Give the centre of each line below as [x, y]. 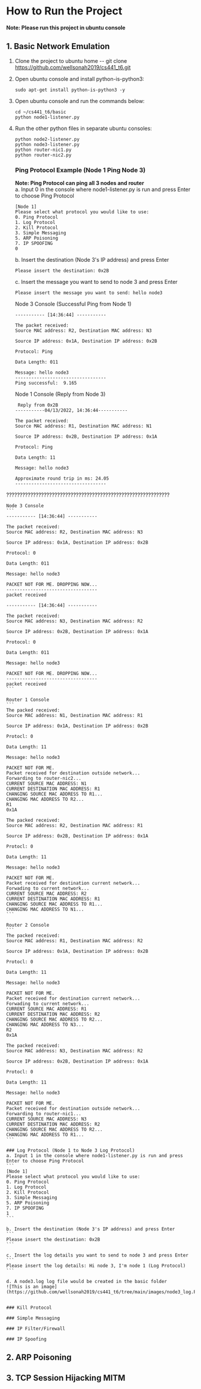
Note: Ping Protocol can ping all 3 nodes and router [80, 183]
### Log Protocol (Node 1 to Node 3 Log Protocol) [71, 1151]
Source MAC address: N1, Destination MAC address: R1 [75, 716]
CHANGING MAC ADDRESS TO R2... [45, 800]
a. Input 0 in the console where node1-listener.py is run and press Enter [103, 189]
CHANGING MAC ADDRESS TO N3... [45, 1025]
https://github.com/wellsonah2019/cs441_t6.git [73, 67]
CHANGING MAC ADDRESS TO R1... [45, 1135]
